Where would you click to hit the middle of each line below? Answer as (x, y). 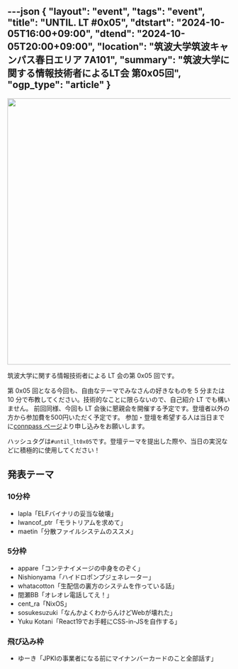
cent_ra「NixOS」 (44, 604)
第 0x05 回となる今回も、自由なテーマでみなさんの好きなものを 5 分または (116, 391)
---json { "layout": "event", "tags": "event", (106, 12)
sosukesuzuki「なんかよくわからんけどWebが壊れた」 (97, 612)
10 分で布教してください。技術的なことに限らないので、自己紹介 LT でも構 (116, 399)
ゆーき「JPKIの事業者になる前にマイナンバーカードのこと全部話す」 (117, 658)
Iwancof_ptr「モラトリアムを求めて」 (72, 522)
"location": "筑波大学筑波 (153, 47)
